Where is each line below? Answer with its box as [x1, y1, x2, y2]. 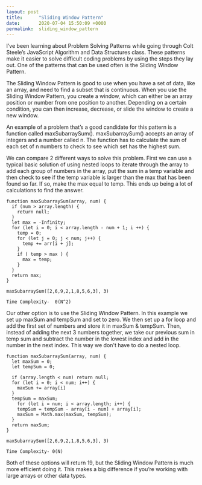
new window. [6, 112, 39, 119]
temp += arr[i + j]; [22, 241, 74, 247]
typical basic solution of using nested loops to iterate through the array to [6, 161, 189, 168]
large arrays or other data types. [6, 472, 87, 480]
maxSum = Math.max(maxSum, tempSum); [17, 412, 112, 418]
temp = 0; [17, 230, 42, 236]
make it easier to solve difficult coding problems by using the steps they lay [6, 55, 194, 62]
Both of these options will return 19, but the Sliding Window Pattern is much [6, 459, 194, 466]
